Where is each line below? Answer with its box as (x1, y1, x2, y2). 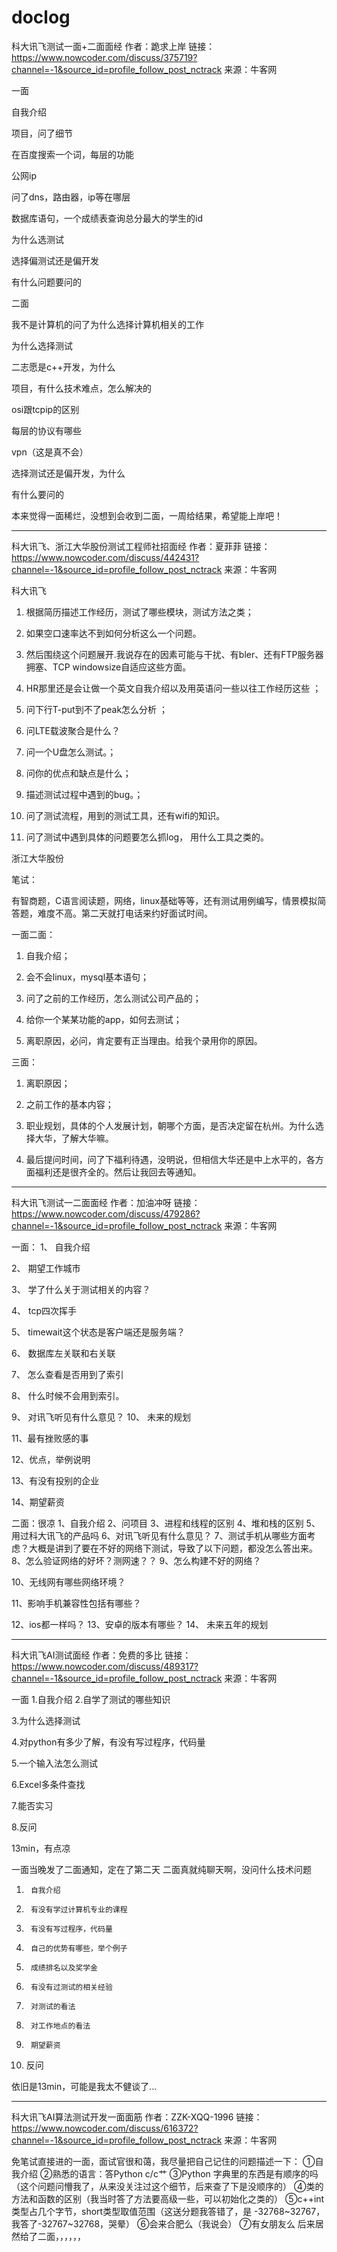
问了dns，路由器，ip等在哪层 (11, 191, 131, 203)
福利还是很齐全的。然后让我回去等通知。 (34, 1166, 202, 1178)
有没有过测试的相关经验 (30, 1982, 113, 1992)
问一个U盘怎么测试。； (25, 746, 117, 758)
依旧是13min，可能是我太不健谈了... (11, 2080, 158, 2092)
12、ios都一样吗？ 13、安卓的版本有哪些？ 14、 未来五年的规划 (11, 1618, 269, 1630)
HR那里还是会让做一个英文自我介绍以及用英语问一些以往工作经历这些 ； (25, 682, 322, 694)
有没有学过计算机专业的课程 (30, 1904, 128, 1915)
